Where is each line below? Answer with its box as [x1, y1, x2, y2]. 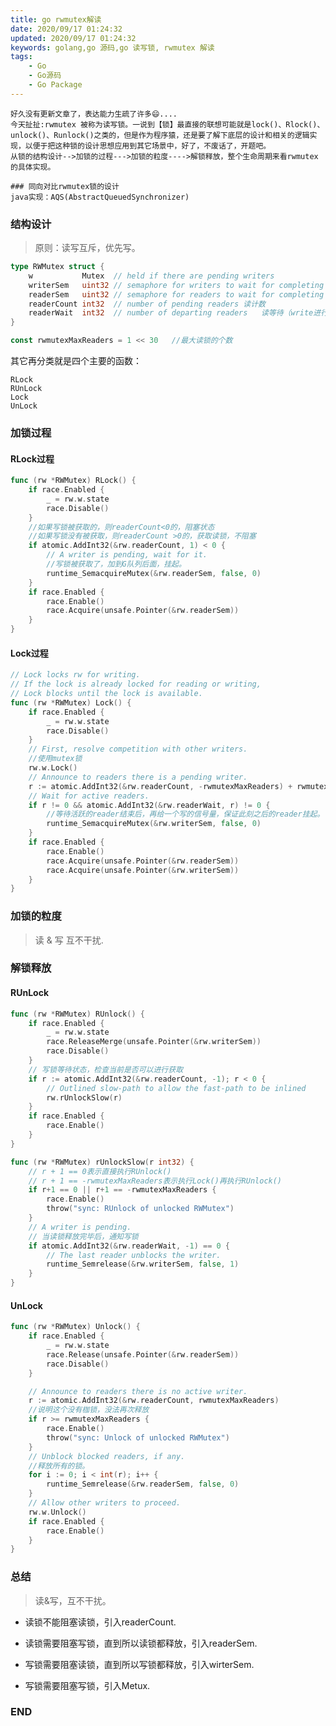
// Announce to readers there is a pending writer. [28, 772, 248, 782]
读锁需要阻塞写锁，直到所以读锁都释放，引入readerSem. [24, 1637, 258, 1649]
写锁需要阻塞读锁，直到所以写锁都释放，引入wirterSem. [24, 1658, 255, 1670]
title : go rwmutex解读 [10, 14, 102, 25]
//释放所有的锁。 [28, 1461, 90, 1471]
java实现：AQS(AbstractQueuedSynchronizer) [10, 192, 190, 202]
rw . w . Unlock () [28, 1507, 87, 1517]
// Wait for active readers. [28, 791, 150, 801]
